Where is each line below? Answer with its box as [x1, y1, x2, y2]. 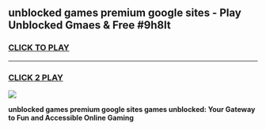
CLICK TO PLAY [8, 43, 70, 54]
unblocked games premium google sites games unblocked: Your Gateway [8, 104, 256, 113]
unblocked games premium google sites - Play [8, 6, 241, 20]
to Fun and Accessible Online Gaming [8, 113, 135, 122]
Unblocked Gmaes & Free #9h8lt [8, 19, 172, 32]
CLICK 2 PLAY [8, 72, 63, 83]
